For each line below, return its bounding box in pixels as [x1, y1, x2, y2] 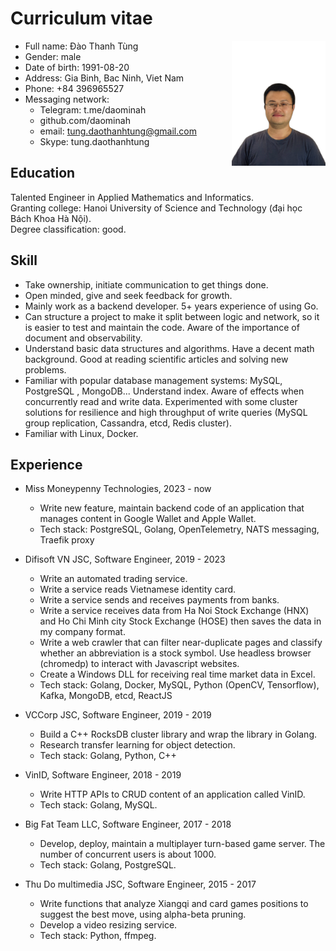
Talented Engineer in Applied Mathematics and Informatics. [10, 191, 254, 203]
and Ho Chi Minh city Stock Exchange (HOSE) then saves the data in [39, 615, 322, 627]
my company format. [39, 626, 126, 638]
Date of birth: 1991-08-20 [24, 61, 130, 73]
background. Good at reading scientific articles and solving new [24, 353, 289, 365]
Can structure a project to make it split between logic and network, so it [24, 310, 320, 322]
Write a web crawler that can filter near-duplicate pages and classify [39, 637, 323, 649]
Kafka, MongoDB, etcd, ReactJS [39, 690, 173, 702]
